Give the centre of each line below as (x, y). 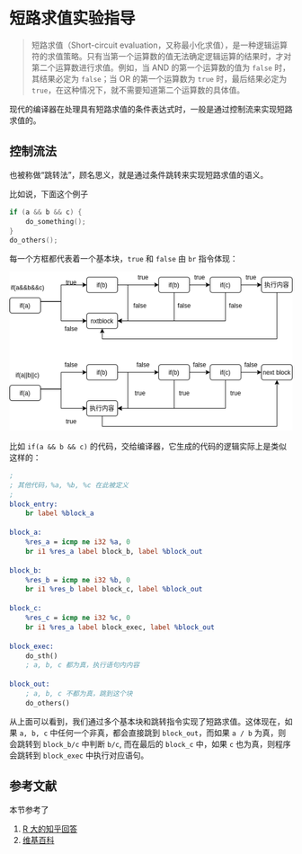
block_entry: (34, 504)
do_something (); (56, 221)
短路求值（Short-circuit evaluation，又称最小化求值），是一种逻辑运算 (160, 45)
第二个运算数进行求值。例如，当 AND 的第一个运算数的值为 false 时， (160, 67)
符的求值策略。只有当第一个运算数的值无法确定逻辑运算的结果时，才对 (161, 56)
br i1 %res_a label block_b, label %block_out (114, 551)
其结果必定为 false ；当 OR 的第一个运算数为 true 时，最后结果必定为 (159, 78)
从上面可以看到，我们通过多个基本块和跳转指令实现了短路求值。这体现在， (147, 721)
